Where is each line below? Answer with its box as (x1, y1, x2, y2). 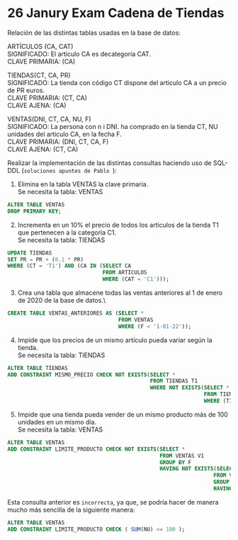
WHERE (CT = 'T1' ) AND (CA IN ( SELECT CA (7, 262, 132, 270)
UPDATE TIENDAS (7, 249, 52, 257)
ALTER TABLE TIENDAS (7, 364, 69, 371)
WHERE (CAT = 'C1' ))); (102, 276, 170, 283)
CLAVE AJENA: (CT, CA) (7, 145, 79, 153)
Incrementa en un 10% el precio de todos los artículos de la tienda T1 (17, 220, 220, 229)
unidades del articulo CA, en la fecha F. (7, 130, 122, 138)
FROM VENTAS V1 (159, 452, 204, 459)
